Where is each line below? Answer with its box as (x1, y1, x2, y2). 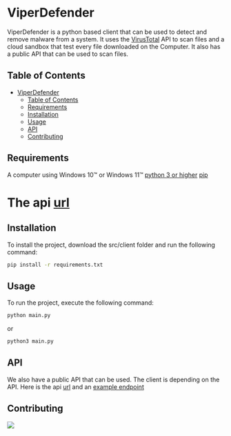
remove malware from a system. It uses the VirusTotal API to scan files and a (7, 35, 225, 43)
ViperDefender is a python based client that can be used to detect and (7, 28, 208, 36)
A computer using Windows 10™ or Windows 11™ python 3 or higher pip (7, 171, 208, 179)
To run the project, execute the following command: (7, 298, 154, 307)
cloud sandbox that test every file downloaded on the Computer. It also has (7, 42, 221, 50)
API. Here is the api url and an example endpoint (7, 382, 145, 391)
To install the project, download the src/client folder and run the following (7, 240, 216, 249)
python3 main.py (7, 338, 54, 345)
